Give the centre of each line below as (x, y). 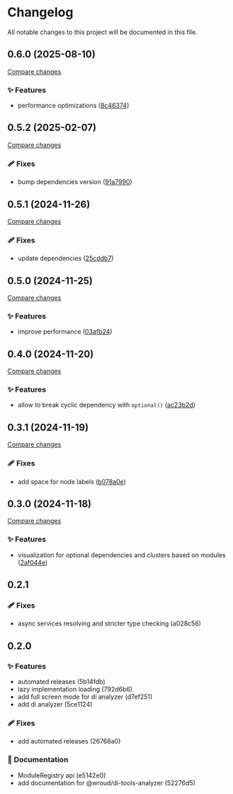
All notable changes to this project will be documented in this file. (103, 32)
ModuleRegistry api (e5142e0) (62, 775)
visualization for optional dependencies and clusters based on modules (121, 554)
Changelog (40, 12)
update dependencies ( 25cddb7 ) (66, 258)
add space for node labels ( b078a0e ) (72, 481)
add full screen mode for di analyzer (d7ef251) (85, 697)
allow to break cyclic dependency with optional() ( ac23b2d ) (107, 405)
